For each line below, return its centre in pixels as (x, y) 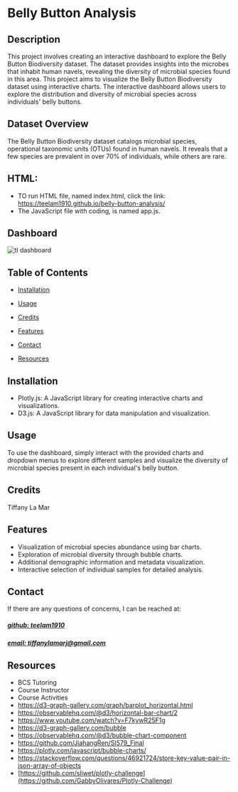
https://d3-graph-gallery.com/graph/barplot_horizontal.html (105, 705)
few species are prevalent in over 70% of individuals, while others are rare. (117, 156)
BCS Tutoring (37, 683)
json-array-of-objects (49, 766)
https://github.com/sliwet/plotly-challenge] (83, 774)
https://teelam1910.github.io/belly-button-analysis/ (91, 203)
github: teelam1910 (36, 625)
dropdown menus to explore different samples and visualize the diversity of (118, 460)
